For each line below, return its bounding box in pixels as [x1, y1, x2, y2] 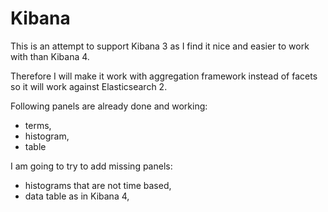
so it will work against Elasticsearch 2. [10, 80, 168, 92]
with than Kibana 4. [10, 50, 90, 62]
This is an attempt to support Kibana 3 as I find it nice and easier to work [10, 40, 310, 52]
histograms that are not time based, [24, 179, 172, 191]
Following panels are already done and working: [10, 100, 208, 112]
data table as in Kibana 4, [24, 190, 130, 202]
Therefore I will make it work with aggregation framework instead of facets [10, 70, 318, 82]
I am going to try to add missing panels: [10, 160, 173, 172]
